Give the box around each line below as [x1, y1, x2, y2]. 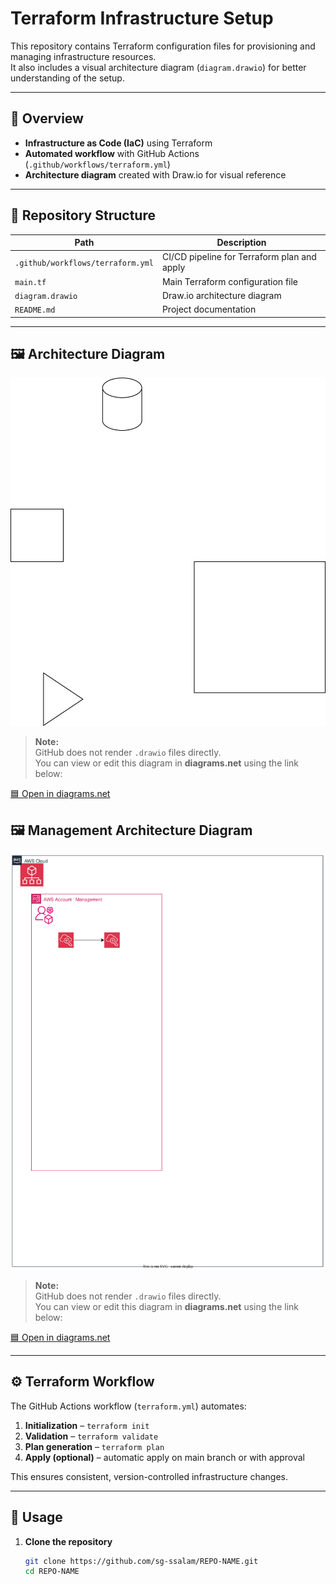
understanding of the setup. [10, 72, 125, 84]
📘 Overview [10, 110, 84, 127]
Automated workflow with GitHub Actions [24, 147, 200, 159]
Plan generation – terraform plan [24, 1440, 165, 1452]
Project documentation [161, 303, 257, 316]
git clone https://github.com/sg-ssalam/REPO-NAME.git [24, 1556, 259, 1566]
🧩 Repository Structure [10, 207, 156, 224]
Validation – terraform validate [24, 1430, 159, 1442]
